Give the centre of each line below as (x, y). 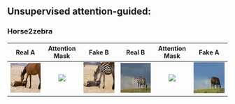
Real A (26, 52)
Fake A (209, 52)
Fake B (99, 52)
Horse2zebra (30, 31)
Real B (136, 52)
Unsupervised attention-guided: (79, 12)
